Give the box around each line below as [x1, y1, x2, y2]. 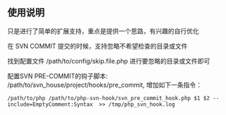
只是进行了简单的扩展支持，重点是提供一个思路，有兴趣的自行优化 [7, 27, 199, 35]
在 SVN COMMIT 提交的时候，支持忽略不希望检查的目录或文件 [7, 42, 189, 50]
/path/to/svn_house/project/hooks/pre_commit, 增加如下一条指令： [7, 80, 203, 89]
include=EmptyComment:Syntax [7, 101, 93, 108]
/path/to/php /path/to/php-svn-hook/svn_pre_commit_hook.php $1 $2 [7, 95, 210, 102]
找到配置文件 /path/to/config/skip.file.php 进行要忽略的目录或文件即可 [7, 56, 210, 65]
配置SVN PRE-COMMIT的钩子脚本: [7, 71, 108, 80]
